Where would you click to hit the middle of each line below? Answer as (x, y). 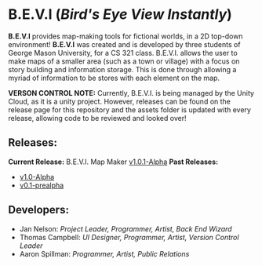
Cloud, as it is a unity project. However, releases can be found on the (120, 101)
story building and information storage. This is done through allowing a (122, 69)
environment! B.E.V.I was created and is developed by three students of (124, 44)
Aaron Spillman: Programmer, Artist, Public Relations (104, 253)
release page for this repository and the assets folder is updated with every (129, 109)
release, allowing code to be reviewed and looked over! (97, 118)
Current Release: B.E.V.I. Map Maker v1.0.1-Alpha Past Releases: (113, 162)
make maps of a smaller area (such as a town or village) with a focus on (124, 61)
